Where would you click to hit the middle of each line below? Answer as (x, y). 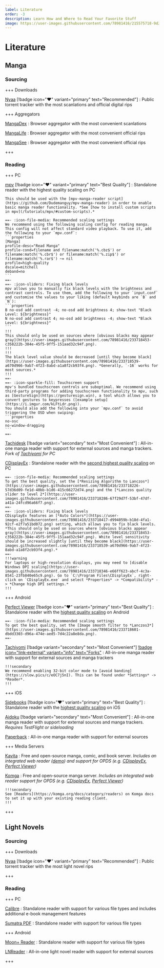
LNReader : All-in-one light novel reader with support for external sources (79, 952)
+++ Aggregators (22, 114)
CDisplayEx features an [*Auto (37, 516)
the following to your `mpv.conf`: (41, 233)
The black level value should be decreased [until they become (71, 357)
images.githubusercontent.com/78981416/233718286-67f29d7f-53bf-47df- (78, 499)
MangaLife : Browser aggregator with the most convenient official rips (75, 133)
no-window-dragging (25, 426)
